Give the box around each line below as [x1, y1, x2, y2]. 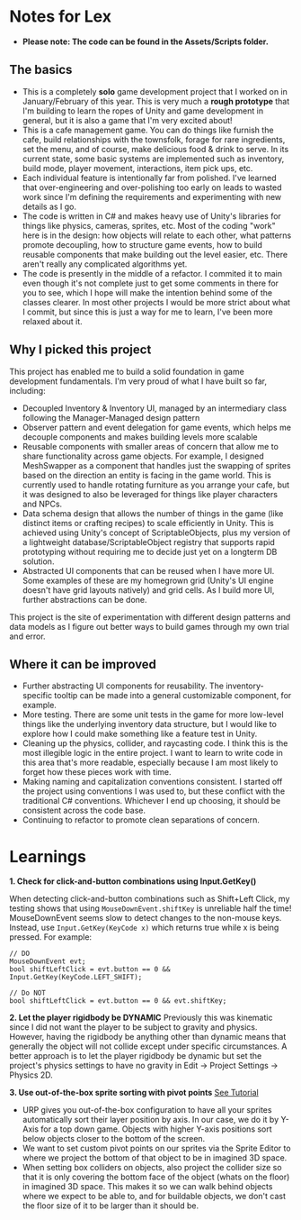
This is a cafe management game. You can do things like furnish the [22, 124, 274, 135]
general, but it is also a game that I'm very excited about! [22, 114, 233, 125]
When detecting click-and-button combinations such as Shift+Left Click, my [9, 894, 290, 905]
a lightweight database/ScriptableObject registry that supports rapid [22, 536, 276, 547]
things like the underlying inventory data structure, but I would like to [22, 719, 277, 730]
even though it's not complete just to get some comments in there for [22, 278, 279, 288]
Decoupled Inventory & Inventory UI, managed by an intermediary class [22, 403, 288, 414]
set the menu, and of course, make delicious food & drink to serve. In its [22, 143, 289, 154]
